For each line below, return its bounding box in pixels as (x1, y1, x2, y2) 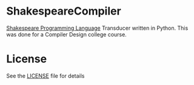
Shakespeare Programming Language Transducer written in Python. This (6, 24, 189, 32)
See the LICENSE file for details (6, 72, 85, 80)
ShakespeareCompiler (6, 4, 121, 18)
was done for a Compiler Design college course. (6, 30, 127, 38)
